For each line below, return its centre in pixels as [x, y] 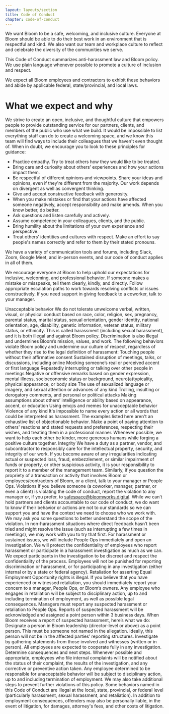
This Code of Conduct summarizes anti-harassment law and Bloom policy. [82, 60]
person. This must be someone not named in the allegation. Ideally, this [79, 631]
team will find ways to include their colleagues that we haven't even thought [84, 141]
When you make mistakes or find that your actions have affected [79, 199]
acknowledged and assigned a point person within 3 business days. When [82, 615]
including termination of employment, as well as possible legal [70, 599]
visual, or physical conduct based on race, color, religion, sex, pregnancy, [81, 315]
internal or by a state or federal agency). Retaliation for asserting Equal [78, 572]
